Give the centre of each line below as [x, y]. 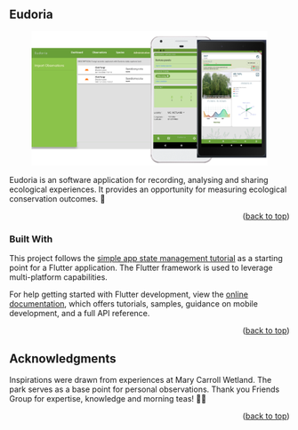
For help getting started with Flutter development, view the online [129, 295]
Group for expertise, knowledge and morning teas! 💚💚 [108, 399]
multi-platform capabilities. [59, 277]
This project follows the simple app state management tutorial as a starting [146, 259]
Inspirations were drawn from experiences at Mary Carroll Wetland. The [141, 380]
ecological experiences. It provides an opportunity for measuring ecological [148, 189]
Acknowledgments [63, 358]
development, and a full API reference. [80, 314]
